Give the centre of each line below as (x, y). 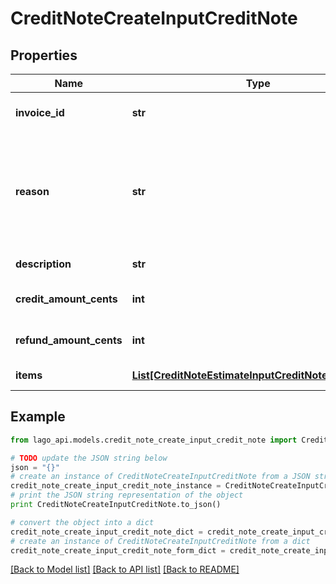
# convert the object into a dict (82, 522)
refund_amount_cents (69, 340)
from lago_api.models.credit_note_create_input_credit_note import (154, 440)
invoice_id (40, 112)
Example (38, 417)
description (43, 264)
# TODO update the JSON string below (89, 458)
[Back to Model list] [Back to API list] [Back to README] (125, 569)
